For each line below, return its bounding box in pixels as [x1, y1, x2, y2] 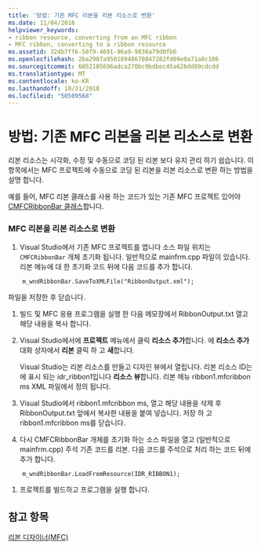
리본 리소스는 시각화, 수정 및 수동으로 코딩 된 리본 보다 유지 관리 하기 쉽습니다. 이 [8, 156, 255, 165]
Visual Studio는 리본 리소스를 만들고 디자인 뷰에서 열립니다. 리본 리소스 [19, 362, 237, 371]
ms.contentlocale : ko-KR [8, 77, 89, 85]
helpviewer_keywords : [8, 26, 79, 34]
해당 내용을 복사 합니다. [19, 319, 92, 328]
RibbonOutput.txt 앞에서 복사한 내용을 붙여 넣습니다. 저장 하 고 [19, 408, 213, 418]
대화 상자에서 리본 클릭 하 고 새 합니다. [19, 346, 135, 355]
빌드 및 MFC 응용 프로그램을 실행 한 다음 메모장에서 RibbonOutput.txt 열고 [19, 309, 248, 319]
